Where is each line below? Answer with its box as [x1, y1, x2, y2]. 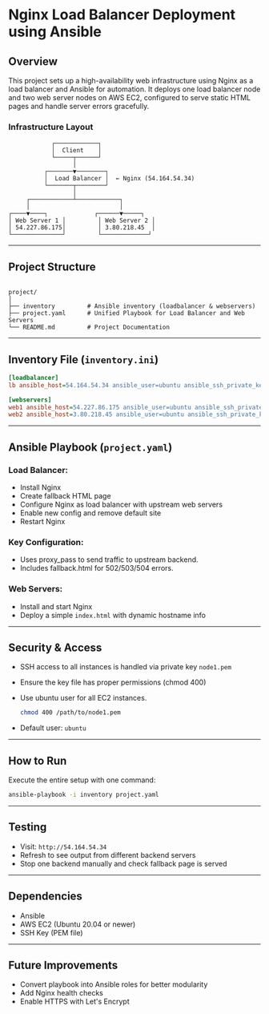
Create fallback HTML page [19, 491, 111, 500]
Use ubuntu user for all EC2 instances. [19, 693, 147, 703]
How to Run [8, 753, 67, 767]
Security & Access [8, 640, 102, 654]
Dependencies [8, 890, 82, 903]
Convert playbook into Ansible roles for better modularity [19, 980, 208, 989]
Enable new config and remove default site [19, 507, 162, 518]
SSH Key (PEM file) [19, 927, 83, 937]
